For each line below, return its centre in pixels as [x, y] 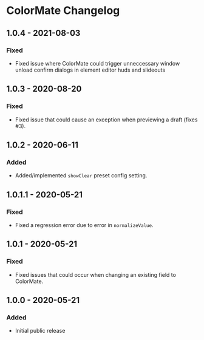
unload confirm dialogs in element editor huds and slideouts [90, 70]
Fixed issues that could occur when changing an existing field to [95, 274]
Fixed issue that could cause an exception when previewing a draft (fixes [106, 120]
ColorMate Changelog [63, 11]
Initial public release [40, 331]
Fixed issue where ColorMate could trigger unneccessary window [97, 63]
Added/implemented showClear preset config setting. [81, 175]
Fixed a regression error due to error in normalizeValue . [84, 225]
